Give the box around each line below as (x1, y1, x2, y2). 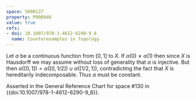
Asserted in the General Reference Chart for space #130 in (6, 83, 150, 89)
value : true (6, 19, 36, 25)
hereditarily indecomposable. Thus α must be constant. (6, 71, 142, 78)
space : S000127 (6, 8, 44, 15)
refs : (6, 25, 20, 31)
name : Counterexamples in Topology (11, 36, 100, 42)
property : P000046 (6, 14, 52, 20)
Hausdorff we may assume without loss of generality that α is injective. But (6, 58, 190, 66)
